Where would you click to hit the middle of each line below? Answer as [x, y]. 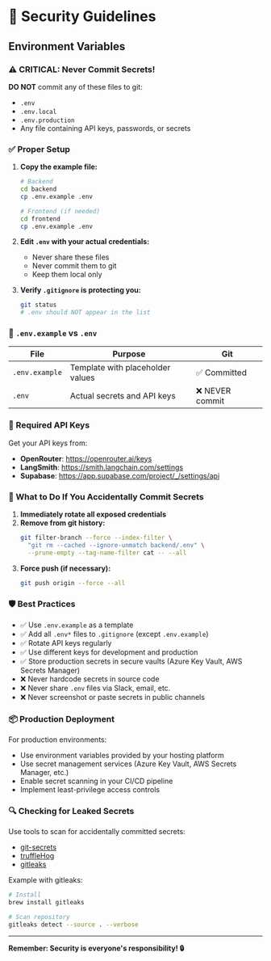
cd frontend [40, 219]
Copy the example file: [59, 167]
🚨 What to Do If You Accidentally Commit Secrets [106, 496]
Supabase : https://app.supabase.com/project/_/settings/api [120, 475]
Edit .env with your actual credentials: [85, 242]
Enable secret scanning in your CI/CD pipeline [96, 781]
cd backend [38, 189]
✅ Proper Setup [40, 149]
